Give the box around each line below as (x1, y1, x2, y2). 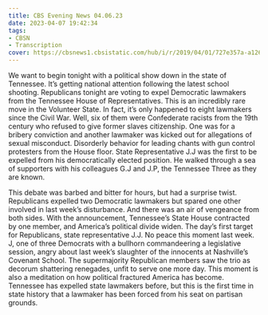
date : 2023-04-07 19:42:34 (8, 19, 98, 27)
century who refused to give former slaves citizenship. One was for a (8, 121, 235, 131)
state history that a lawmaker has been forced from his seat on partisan (8, 289, 243, 299)
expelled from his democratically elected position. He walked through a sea (8, 156, 256, 164)
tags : (8, 26, 26, 34)
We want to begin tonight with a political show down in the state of (8, 71, 227, 80)
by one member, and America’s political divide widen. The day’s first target (8, 222, 254, 231)
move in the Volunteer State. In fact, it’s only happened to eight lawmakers (8, 104, 253, 114)
